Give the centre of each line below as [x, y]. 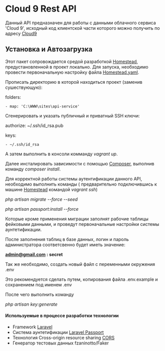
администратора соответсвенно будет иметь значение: [65, 245]
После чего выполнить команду [40, 294]
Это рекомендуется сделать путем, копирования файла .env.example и [82, 279]
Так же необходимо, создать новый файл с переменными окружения [80, 264]
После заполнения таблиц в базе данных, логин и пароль [67, 239]
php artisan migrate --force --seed [42, 199]
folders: [13, 97]
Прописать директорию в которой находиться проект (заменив [74, 82]
